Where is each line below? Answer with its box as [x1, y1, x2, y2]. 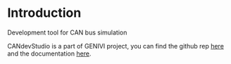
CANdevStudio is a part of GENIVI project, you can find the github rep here [7, 41, 224, 50]
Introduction [7, 5, 82, 21]
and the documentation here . [7, 49, 92, 58]
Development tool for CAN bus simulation [7, 28, 127, 37]
